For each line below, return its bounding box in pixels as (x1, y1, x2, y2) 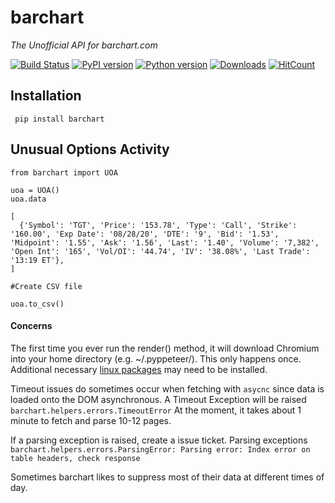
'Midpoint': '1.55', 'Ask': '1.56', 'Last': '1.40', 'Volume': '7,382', (10, 237, 320, 248)
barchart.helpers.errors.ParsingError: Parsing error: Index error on (10, 444, 311, 455)
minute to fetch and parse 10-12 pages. (10, 414, 172, 426)
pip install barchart (14, 114, 105, 124)
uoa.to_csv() (10, 299, 65, 309)
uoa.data (10, 194, 47, 204)
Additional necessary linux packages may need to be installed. (10, 363, 268, 375)
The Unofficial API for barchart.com (10, 39, 158, 51)
